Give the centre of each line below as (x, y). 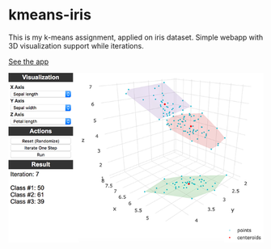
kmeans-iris (50, 15)
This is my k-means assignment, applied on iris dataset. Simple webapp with (136, 37)
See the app (29, 61)
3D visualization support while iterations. (76, 45)
